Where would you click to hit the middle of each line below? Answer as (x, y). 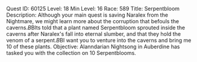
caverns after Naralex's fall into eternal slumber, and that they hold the (94, 34)
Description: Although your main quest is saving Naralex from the (87, 15)
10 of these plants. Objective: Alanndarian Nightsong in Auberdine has (93, 46)
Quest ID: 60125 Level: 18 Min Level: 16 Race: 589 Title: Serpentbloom (93, 9)
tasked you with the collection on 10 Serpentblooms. (71, 53)
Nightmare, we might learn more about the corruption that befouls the (93, 21)
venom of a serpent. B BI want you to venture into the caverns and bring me (99, 40)
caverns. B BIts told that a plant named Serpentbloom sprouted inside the (96, 27)
